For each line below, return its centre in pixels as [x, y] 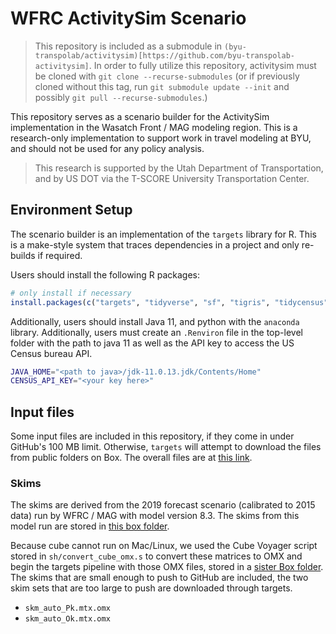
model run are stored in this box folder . [90, 526]
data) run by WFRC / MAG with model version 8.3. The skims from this [155, 516]
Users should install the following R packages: [105, 274]
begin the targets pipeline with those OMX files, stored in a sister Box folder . [167, 567]
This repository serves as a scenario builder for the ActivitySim [140, 116]
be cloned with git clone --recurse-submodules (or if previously [167, 76]
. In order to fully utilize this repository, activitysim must [202, 65]
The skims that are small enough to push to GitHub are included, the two [159, 578]
